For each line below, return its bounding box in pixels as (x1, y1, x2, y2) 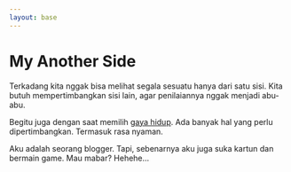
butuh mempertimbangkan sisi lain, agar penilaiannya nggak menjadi (9, 90, 260, 100)
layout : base (9, 12, 58, 22)
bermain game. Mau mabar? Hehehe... (9, 152, 150, 163)
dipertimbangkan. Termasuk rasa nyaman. (9, 126, 164, 137)
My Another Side (9, 51, 137, 71)
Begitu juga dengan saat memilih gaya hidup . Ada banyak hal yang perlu (9, 116, 273, 127)
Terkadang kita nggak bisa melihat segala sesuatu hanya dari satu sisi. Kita (9, 81, 283, 91)
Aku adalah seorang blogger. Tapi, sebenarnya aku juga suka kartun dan (9, 143, 274, 153)
